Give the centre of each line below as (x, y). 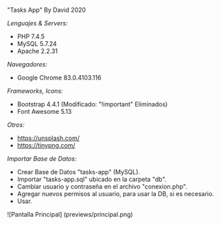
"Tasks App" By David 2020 (47, 10)
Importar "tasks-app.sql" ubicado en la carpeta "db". (92, 179)
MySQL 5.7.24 (37, 44)
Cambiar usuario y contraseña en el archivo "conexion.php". (102, 187)
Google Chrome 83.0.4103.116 (59, 78)
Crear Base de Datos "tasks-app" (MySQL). (79, 172)
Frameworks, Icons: (35, 91)
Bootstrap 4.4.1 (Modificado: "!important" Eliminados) (92, 104)
